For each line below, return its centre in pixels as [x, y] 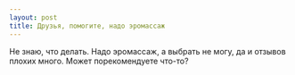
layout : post [33, 17]
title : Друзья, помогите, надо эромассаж [87, 26]
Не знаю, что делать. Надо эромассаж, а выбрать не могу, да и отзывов [148, 51]
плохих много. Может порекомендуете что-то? [99, 61]
